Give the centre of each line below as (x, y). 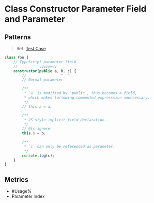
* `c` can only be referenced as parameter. (70, 146)
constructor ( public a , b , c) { (45, 71)
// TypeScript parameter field (45, 62)
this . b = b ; (34, 133)
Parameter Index (28, 196)
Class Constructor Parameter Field (76, 9)
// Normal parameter (43, 80)
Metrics (16, 180)
